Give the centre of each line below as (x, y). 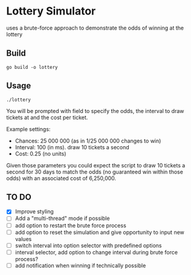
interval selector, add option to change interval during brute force (96, 252)
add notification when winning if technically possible (80, 265)
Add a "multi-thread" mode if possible (62, 218)
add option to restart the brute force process (71, 225)
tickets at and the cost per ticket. (47, 117)
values (23, 239)
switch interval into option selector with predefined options (88, 245)
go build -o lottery (32, 67)
